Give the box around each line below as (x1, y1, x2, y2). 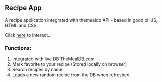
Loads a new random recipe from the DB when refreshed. (12, 72, 131, 78)
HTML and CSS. (5, 22, 38, 28)
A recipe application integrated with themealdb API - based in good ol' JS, (5, 17, 158, 23)
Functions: (5, 44, 32, 51)
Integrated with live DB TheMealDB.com (12, 56, 95, 62)
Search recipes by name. (12, 67, 64, 73)
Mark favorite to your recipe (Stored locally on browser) (12, 61, 127, 67)
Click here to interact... (5, 32, 52, 38)
